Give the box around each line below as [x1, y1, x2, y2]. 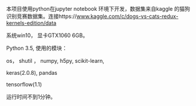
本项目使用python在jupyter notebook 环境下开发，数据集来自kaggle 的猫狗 [6, 5, 191, 12]
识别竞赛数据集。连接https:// [6, 13, 77, 20]
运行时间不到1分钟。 [6, 93, 56, 100]
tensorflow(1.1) [6, 81, 42, 88]
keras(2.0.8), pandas [6, 69, 58, 76]
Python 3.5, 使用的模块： [6, 44, 68, 52]
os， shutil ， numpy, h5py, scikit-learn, [6, 57, 105, 64]
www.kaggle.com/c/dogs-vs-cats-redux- [76, 13, 179, 20]
